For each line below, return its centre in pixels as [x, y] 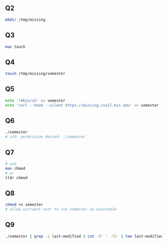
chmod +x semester [24, 205]
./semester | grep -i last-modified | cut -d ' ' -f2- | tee [69, 236]
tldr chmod [16, 178]
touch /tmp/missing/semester [35, 74]
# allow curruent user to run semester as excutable [61, 209]
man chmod [15, 168]
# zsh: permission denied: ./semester [45, 137]
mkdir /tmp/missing [25, 19]
